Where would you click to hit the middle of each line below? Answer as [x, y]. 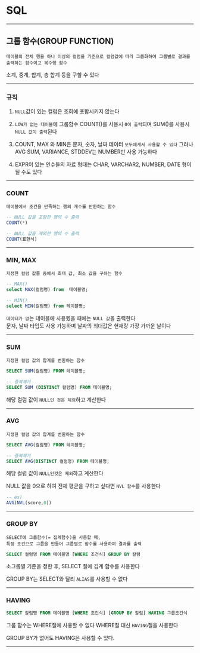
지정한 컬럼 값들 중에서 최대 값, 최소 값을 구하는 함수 [65, 274]
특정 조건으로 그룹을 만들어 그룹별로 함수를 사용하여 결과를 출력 [74, 544]
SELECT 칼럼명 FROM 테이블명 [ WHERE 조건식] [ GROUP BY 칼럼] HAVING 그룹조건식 [97, 613]
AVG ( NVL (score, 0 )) [29, 503]
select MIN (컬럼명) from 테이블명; [46, 306]
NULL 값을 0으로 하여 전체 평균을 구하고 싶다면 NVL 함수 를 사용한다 [83, 486]
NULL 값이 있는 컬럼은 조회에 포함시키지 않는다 [67, 112]
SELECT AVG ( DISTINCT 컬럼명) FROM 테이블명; [58, 461]
